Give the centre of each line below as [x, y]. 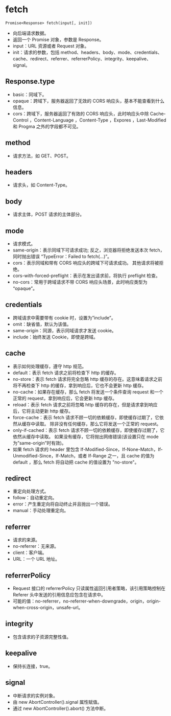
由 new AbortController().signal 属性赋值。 [57, 702]
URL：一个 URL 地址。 [36, 559]
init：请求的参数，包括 [36, 52]
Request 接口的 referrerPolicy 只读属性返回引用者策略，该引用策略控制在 [89, 588]
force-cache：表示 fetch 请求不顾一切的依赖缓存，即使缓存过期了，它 [86, 417]
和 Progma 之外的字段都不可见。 [47, 126]
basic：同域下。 [30, 94]
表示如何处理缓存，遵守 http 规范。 [50, 366]
